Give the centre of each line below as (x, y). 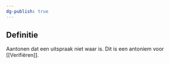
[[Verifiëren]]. (23, 55)
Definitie (22, 35)
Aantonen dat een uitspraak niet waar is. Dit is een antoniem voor (85, 49)
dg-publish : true (27, 11)
